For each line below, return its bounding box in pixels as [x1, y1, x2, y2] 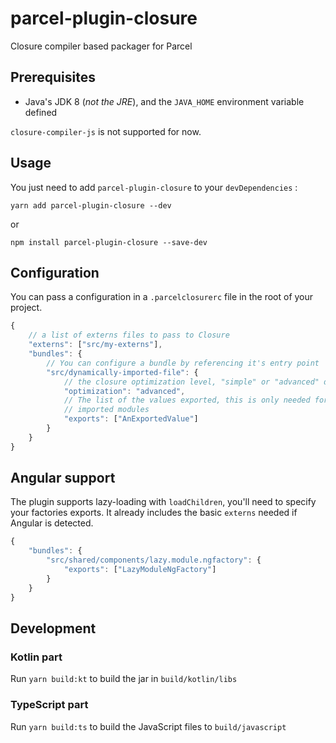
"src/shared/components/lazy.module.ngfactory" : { [46, 555, 262, 566]
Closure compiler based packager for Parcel [10, 40, 193, 52]
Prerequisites [10, 69, 96, 86]
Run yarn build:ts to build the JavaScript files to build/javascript [10, 720, 287, 732]
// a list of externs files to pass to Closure [28, 330, 230, 341]
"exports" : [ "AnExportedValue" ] [63, 414, 199, 424]
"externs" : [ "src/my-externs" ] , [28, 340, 163, 350]
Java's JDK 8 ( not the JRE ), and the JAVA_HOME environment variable [24, 95, 305, 107]
